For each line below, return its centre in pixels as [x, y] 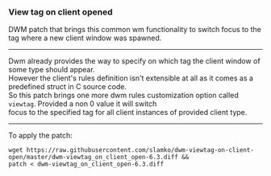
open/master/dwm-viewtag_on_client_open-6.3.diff [94, 158]
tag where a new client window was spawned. [85, 38]
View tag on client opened [60, 12]
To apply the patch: [40, 136]
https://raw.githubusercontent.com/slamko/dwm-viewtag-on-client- [140, 150]
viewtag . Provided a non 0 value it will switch [83, 104]
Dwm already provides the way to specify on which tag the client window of [134, 61]
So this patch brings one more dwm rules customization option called [124, 96]
